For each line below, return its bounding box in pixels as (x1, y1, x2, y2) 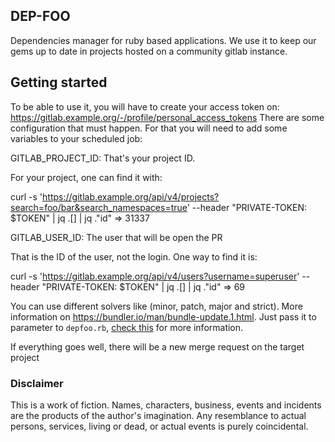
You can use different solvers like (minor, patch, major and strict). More (10, 300, 303, 312)
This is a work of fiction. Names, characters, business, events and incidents (10, 399, 322, 411)
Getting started (10, 74, 108, 91)
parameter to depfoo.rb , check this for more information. (10, 321, 244, 333)
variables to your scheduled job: (10, 132, 143, 144)
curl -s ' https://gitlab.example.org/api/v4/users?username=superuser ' (10, 270, 300, 282)
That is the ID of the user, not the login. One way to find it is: (10, 250, 258, 263)
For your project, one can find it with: (10, 171, 163, 183)
